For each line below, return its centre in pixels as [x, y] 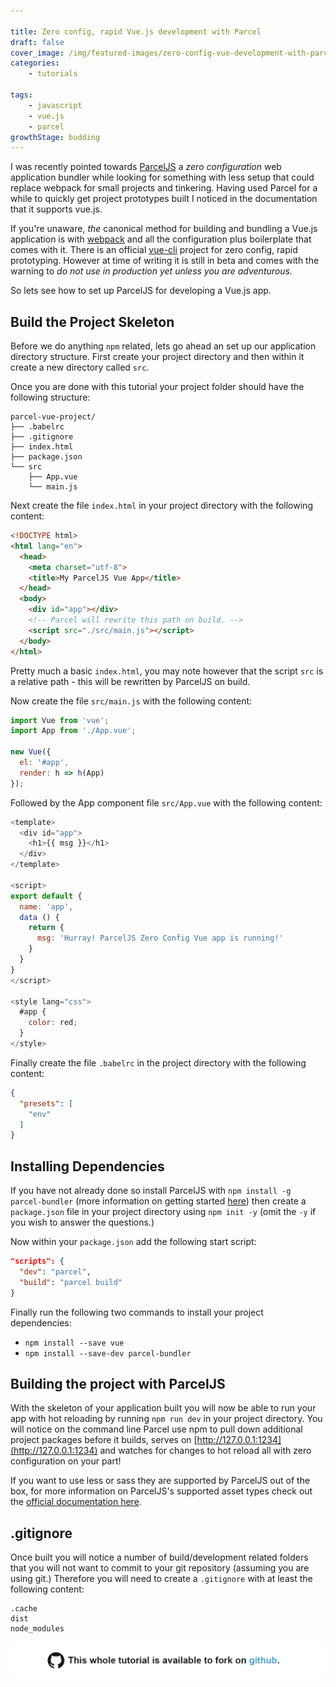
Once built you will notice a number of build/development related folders [159, 1557]
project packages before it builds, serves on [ [104, 1440]
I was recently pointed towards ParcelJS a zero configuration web [146, 167]
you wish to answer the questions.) [82, 1222]
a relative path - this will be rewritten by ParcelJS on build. [130, 681]
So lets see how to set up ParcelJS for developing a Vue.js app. [141, 291]
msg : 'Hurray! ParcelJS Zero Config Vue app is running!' [160, 938]
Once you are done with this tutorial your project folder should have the [157, 387]
